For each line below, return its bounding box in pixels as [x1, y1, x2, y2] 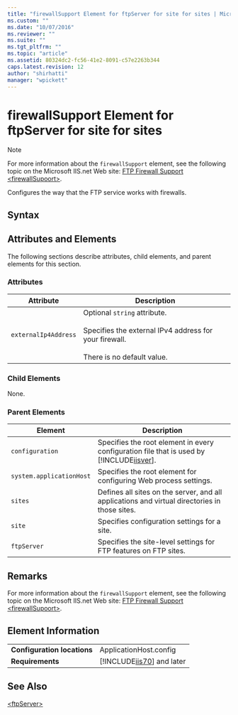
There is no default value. [83, 352, 168, 362]
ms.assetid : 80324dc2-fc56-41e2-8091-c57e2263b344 [7, 57, 160, 64]
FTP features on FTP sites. [98, 546, 186, 556]
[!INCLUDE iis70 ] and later [99, 657, 186, 667]
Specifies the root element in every [98, 438, 214, 448]
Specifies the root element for [98, 467, 197, 477]
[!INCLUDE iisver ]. [98, 456, 157, 466]
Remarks [7, 570, 48, 582]
